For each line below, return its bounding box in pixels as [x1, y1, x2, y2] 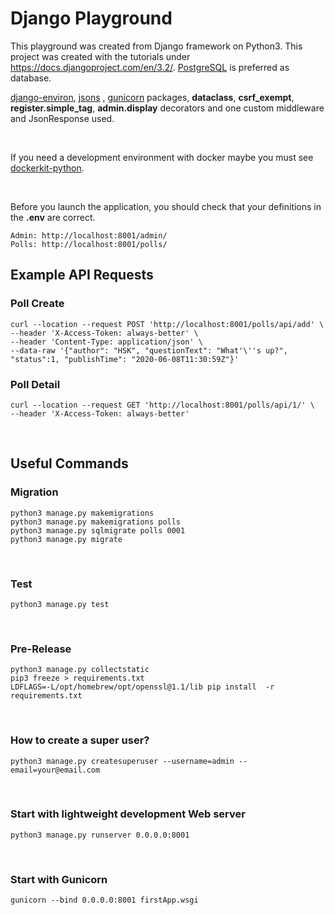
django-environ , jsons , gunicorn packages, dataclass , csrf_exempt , [10, 91, 295, 103]
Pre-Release [10, 642, 72, 656]
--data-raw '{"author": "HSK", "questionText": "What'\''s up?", [10, 345, 288, 356]
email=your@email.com [10, 765, 101, 775]
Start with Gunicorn [10, 872, 108, 886]
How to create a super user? [10, 733, 150, 747]
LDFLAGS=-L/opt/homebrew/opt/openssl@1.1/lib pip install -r [10, 682, 275, 692]
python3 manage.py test [10, 599, 110, 609]
